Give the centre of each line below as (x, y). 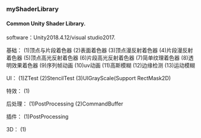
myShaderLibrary (33, 9)
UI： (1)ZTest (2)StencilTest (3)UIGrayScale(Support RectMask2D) (88, 78)
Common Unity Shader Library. (46, 24)
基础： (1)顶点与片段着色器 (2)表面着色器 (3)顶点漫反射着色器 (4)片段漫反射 (100, 51)
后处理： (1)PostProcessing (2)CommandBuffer (65, 104)
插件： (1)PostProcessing (37, 117)
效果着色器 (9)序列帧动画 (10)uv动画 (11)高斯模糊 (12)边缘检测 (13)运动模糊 (103, 66)
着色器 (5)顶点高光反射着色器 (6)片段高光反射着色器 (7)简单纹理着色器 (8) (97, 58)
